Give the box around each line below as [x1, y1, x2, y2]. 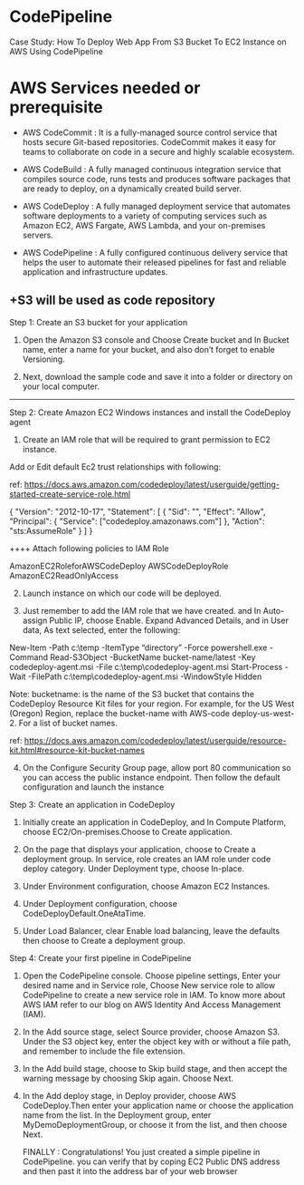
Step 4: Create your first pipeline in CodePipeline [9, 952, 192, 963]
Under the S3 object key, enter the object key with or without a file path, [22, 1035, 291, 1046]
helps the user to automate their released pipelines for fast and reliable [22, 257, 287, 267]
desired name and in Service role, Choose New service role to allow [22, 979, 276, 990]
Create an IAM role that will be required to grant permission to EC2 [22, 433, 271, 445]
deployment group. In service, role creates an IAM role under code [22, 853, 271, 864]
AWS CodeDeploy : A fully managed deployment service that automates [22, 200, 291, 211]
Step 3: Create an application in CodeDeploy [9, 799, 176, 810]
